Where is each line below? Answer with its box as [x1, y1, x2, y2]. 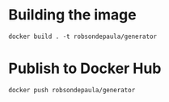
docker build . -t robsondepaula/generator [8, 32, 158, 40]
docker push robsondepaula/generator [8, 86, 136, 94]
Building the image [8, 6, 137, 24]
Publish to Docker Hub [8, 59, 162, 78]
